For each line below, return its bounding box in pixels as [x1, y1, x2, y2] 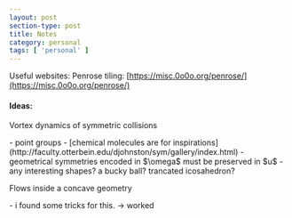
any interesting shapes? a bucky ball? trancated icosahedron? [9, 166, 235, 176]
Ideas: [9, 100, 33, 111]
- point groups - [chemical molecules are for [9, 137, 171, 148]
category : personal [9, 37, 82, 47]
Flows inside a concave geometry [9, 183, 133, 194]
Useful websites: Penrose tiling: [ [9, 70, 130, 81]
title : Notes [9, 29, 58, 38]
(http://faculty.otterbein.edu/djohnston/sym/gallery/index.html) [9, 147, 239, 157]
